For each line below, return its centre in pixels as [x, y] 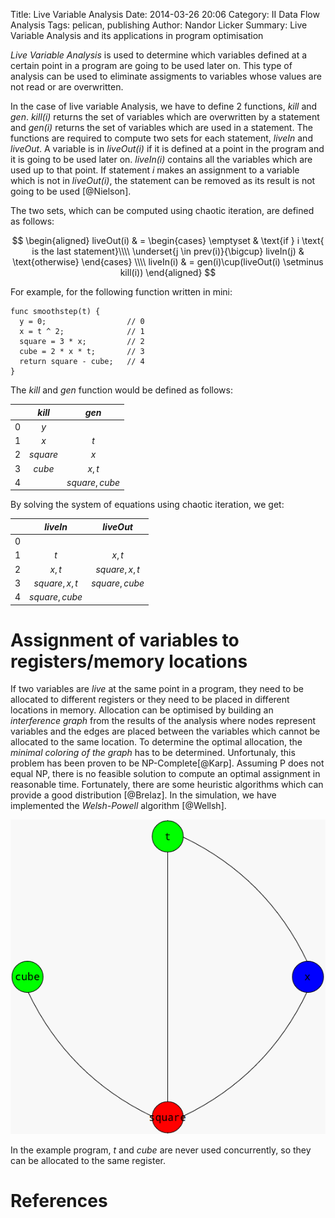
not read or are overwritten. [67, 87]
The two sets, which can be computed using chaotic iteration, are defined [162, 210]
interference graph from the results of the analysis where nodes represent [163, 721]
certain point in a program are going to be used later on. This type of [151, 65]
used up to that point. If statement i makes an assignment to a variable [155, 170]
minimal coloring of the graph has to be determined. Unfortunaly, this [153, 753]
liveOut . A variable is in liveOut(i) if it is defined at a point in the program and [167, 148]
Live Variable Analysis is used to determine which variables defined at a [159, 55]
